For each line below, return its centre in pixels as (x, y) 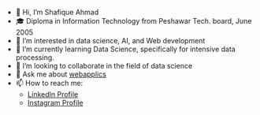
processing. (35, 57)
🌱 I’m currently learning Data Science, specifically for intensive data (126, 49)
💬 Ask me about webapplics (61, 74)
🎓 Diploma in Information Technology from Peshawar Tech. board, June (134, 21)
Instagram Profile (55, 103)
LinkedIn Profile (53, 94)
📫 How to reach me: (49, 83)
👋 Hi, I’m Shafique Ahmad (57, 12)
